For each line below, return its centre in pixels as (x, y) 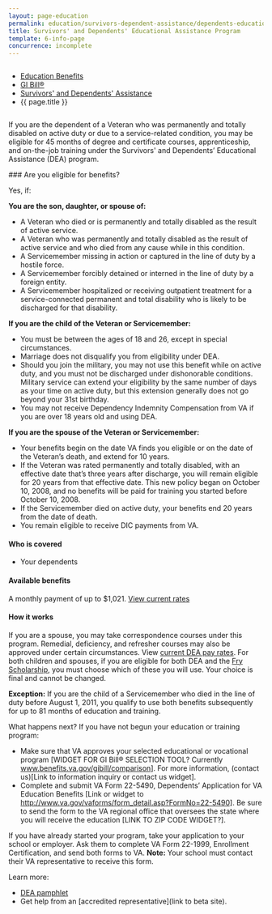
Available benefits (40, 580)
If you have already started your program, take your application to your (126, 835)
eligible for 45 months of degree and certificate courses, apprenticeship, (130, 142)
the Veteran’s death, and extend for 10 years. (95, 457)
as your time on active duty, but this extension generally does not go (134, 391)
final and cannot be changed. (57, 678)
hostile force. (42, 265)
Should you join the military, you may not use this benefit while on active (140, 365)
